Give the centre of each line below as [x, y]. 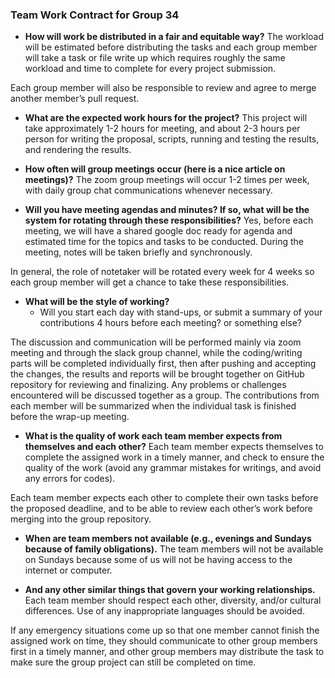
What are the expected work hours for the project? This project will [166, 118]
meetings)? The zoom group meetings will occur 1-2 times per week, [167, 180]
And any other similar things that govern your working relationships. [170, 590]
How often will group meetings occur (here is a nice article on [155, 169]
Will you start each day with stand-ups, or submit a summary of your [181, 312]
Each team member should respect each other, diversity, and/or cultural [173, 600]
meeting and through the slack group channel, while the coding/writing [156, 353]
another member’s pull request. [75, 99]
